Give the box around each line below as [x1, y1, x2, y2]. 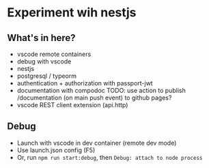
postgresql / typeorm [16, 72, 77, 80]
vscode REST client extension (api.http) [16, 101, 128, 109]
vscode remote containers [16, 50, 92, 58]
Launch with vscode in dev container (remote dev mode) [16, 139, 177, 147]
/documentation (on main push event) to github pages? [16, 94, 172, 102]
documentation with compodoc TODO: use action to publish [16, 87, 186, 94]
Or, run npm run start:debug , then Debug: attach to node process [16, 153, 203, 161]
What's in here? [7, 32, 76, 44]
